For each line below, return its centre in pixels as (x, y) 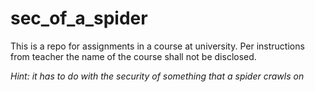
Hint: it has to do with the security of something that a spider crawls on (157, 76)
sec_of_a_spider (79, 18)
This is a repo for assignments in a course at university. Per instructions (157, 46)
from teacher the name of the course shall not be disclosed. (133, 56)
